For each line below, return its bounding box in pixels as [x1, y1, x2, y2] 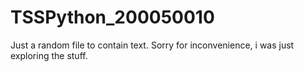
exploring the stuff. [10, 49, 88, 61]
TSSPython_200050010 [10, 6, 215, 29]
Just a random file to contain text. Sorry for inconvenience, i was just [10, 39, 295, 51]
